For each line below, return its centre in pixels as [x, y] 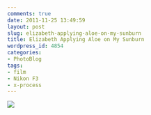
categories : [24, 53]
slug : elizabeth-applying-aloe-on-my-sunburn [74, 33]
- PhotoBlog [24, 59]
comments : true [29, 14]
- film [17, 72]
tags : [15, 66]
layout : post [26, 26]
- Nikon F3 [23, 78]
